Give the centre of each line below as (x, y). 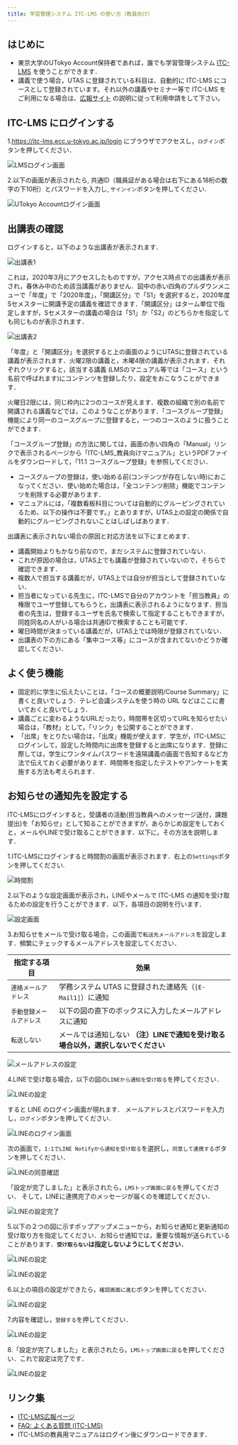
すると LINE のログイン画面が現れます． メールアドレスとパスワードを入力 (116, 1109)
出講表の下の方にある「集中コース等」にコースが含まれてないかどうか (119, 640)
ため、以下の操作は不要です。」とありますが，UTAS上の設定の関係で (123, 512)
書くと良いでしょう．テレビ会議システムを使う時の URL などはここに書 (121, 700)
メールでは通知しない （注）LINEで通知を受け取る (142, 1034)
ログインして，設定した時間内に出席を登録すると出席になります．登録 (119, 745)
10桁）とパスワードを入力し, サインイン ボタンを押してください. (116, 189)
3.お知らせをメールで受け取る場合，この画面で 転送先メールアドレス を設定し (114, 934)
